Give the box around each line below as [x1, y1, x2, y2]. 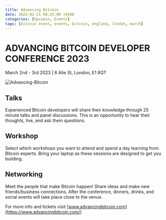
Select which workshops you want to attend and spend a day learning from [5, 145, 159, 151]
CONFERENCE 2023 [5, 53, 89, 65]
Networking [5, 170, 43, 179]
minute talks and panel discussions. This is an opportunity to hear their [5, 112, 150, 118]
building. [5, 155, 23, 162]
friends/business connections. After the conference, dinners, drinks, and [5, 189, 154, 195]
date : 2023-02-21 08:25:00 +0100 [5, 12, 75, 17]
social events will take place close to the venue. [5, 194, 103, 200]
